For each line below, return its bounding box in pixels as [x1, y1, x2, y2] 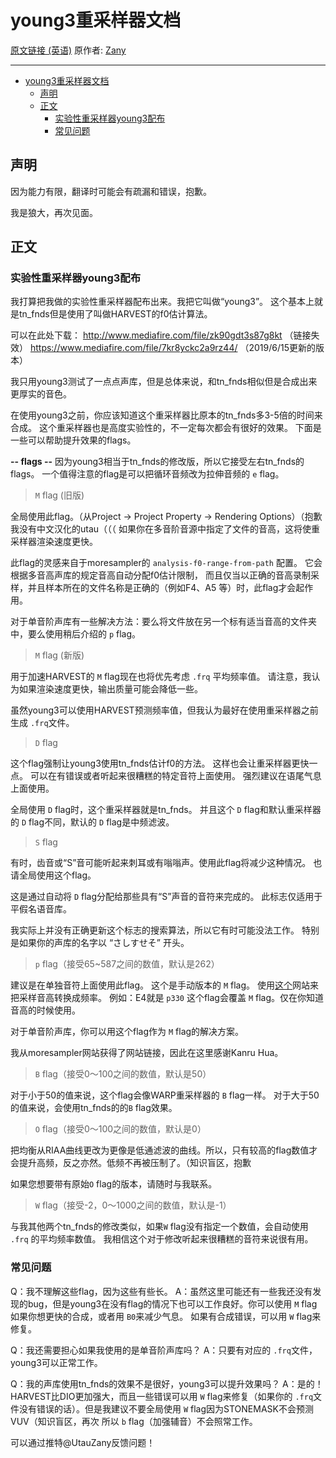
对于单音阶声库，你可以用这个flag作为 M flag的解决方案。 [10, 1026, 245, 1038]
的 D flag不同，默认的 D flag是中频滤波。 [10, 816, 175, 828]
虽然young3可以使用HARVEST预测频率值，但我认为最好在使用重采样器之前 [10, 704, 319, 716]
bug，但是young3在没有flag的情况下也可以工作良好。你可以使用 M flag [27, 1297, 318, 1310]
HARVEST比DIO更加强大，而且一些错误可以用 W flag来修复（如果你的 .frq [10, 1390, 314, 1402]
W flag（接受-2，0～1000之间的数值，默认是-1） [34, 1199, 232, 1211]
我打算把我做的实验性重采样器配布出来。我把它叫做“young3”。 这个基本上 [10, 296, 315, 308]
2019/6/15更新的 [248, 342, 316, 354]
